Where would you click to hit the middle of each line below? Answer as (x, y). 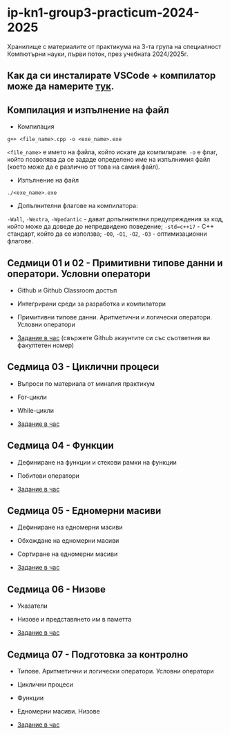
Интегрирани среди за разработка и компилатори (91, 304)
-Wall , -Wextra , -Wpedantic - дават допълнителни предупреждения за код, (116, 219)
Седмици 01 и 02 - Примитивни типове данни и (115, 263)
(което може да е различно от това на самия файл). (84, 167)
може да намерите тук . (61, 87)
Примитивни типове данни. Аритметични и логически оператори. (115, 317)
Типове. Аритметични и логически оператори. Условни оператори (115, 671)
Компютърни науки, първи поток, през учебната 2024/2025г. (98, 54)
